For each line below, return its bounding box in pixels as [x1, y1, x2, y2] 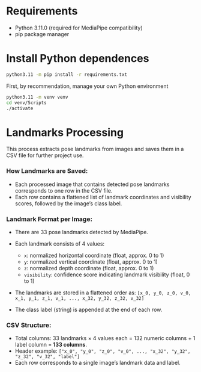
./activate [6, 105, 34, 111]
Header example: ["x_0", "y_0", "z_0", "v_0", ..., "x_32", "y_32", [14, 347, 191, 355]
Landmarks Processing [6, 125, 124, 139]
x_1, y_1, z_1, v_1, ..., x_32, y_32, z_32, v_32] [14, 295, 145, 302]
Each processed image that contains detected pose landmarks [14, 181, 170, 188]
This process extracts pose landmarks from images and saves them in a [6, 146, 184, 153]
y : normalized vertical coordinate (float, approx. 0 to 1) [23, 258, 158, 265]
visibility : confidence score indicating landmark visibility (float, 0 [23, 271, 190, 278]
